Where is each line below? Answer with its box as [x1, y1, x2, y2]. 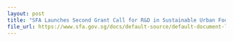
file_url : [7, 23, 36, 30]
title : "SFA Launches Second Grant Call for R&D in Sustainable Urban [7, 17, 216, 24]
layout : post [7, 10, 45, 17]
